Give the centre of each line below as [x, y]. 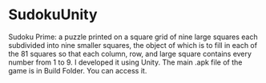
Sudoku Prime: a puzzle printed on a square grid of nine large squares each [133, 37]
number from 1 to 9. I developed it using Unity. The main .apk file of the [125, 62]
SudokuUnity [53, 15]
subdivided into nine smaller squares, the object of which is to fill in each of [133, 45]
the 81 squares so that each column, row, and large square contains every [130, 53]
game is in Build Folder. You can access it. [78, 70]
